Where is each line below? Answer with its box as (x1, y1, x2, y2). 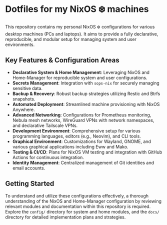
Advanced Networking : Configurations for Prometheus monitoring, (12, 111, 151, 117)
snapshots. (12, 95, 35, 102)
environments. (5, 41, 35, 47)
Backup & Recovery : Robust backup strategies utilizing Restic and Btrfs (12, 90, 160, 96)
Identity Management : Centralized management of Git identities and (12, 159, 154, 165)
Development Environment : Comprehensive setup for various (12, 127, 141, 133)
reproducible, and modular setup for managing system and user (5, 36, 136, 42)
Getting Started (5, 179, 54, 188)
